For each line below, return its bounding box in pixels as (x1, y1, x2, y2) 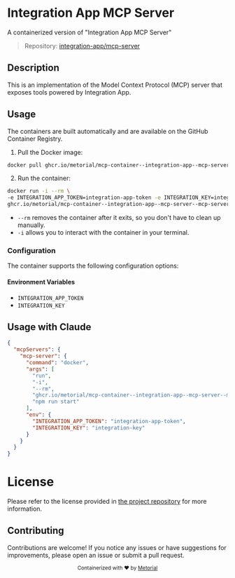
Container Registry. (7, 135, 63, 143)
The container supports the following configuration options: (7, 261, 179, 270)
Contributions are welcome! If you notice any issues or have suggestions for (7, 543, 227, 551)
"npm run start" (32, 398, 80, 406)
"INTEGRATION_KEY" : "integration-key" (32, 424, 145, 432)
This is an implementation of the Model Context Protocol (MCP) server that (7, 81, 222, 89)
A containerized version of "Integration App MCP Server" (7, 28, 172, 36)
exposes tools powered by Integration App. (7, 88, 131, 96)
